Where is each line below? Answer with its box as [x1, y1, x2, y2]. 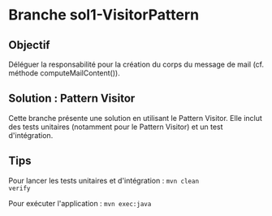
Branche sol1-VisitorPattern [8, 6, 200, 24]
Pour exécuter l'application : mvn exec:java [8, 198, 152, 208]
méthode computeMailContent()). [8, 68, 120, 78]
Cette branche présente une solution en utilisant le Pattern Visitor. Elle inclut [8, 113, 262, 123]
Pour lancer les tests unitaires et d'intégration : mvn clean [8, 175, 200, 185]
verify [8, 184, 31, 192]
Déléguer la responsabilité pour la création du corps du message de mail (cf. [8, 59, 265, 69]
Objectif [8, 38, 50, 52]
